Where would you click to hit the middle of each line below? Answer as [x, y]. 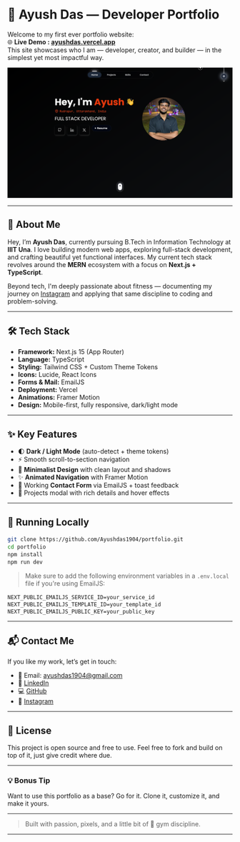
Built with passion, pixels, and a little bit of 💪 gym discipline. [113, 824]
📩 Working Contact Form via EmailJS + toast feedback [98, 486]
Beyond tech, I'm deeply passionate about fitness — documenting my [110, 286]
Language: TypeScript [51, 359]
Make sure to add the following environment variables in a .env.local [127, 576]
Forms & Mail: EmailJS [51, 382]
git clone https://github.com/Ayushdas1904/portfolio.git [95, 540]
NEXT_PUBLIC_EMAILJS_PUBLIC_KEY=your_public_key [81, 611]
